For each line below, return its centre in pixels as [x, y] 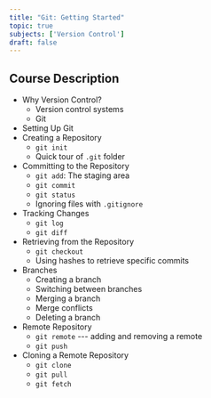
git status [55, 195]
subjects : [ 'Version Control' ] [67, 34]
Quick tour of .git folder [80, 157]
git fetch [54, 385]
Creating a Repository [62, 138]
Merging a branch [68, 298]
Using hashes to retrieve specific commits [112, 261]
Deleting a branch [68, 318]
